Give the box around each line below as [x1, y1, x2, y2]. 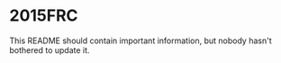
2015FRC [9, 5, 78, 26]
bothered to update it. [9, 44, 90, 55]
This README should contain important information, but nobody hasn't [9, 35, 272, 46]
